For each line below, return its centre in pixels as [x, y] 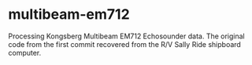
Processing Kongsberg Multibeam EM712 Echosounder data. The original [127, 36]
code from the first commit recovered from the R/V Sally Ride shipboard [125, 44]
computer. [25, 52]
